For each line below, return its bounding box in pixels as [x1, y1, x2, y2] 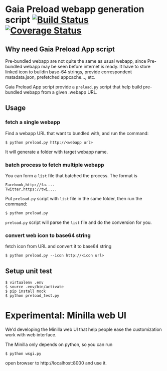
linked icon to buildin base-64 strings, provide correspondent [5, 69, 132, 75]
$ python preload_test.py [5, 293, 59, 298]
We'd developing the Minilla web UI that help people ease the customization [5, 326, 162, 332]
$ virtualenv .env [5, 280, 44, 285]
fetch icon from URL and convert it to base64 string [5, 243, 112, 250]
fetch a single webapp [5, 119, 60, 126]
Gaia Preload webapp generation [5, 4, 144, 15]
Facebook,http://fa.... [5, 182, 55, 187]
